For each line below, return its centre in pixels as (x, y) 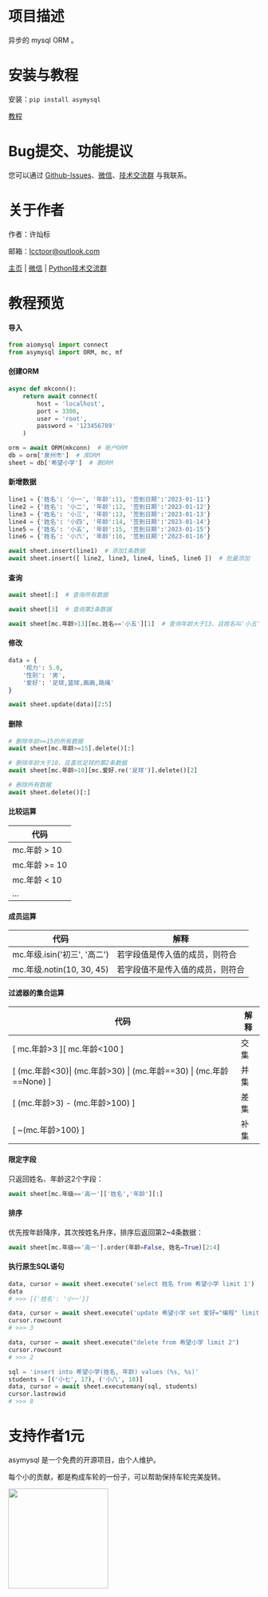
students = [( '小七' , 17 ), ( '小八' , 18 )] (76, 1379)
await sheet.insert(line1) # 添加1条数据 (77, 551)
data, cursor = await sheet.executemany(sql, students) (103, 1387)
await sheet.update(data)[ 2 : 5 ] (60, 705)
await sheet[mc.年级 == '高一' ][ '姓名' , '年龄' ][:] (86, 1194)
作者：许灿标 (29, 234)
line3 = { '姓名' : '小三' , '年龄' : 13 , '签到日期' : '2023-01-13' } (110, 514)
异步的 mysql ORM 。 (43, 40)
